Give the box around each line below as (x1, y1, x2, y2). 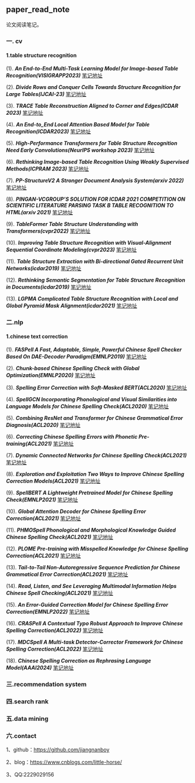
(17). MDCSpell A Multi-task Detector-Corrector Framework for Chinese (6, 638, 183, 646)
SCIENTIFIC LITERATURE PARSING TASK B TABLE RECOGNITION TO (6, 201, 174, 208)
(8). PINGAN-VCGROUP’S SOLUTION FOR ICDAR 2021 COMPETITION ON (6, 196, 186, 203)
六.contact (6, 731, 37, 740)
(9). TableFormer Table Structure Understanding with (6, 220, 138, 227)
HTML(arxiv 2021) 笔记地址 (6, 208, 73, 216)
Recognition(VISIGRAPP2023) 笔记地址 (6, 71, 103, 78)
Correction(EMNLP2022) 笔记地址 (6, 608, 90, 616)
